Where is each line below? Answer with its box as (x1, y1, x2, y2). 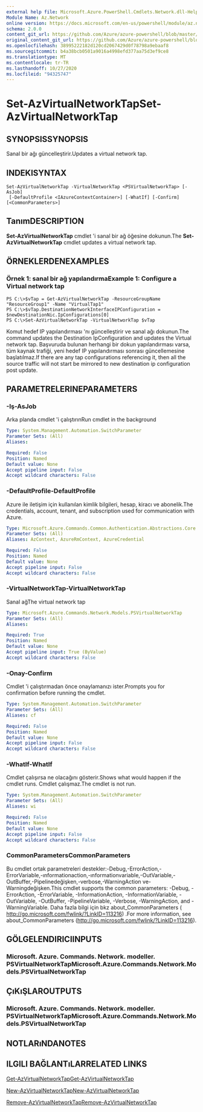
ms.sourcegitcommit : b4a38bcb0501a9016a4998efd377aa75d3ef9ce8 (6, 49, 169, 55)
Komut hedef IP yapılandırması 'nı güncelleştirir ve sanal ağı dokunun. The (6, 328, 189, 335)
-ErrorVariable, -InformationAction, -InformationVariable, (37, 891, 178, 898)
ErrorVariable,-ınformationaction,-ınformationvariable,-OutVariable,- (6, 871, 176, 878)
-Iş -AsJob (6, 402, 37, 410)
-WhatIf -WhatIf (6, 760, 53, 769)
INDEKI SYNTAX (6, 167, 67, 178)
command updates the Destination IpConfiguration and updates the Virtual (6, 334, 192, 342)
